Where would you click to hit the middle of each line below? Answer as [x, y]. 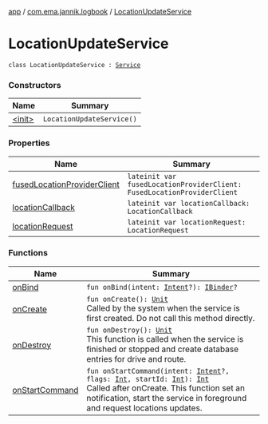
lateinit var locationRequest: [187, 222]
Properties [29, 143]
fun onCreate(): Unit [128, 299]
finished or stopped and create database [163, 349]
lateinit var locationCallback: [189, 203]
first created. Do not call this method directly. [171, 318]
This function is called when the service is [165, 339]
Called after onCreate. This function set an [166, 388]
